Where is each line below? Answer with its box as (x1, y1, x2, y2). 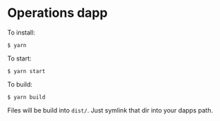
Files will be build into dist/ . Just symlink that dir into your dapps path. (7, 106, 214, 114)
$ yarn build (7, 94, 46, 101)
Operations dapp (7, 5, 108, 21)
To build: (7, 79, 33, 89)
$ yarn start (7, 68, 46, 75)
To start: (7, 54, 32, 63)
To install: (7, 28, 35, 37)
